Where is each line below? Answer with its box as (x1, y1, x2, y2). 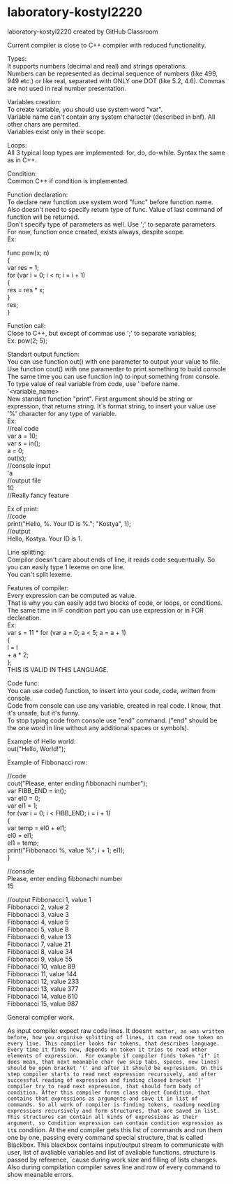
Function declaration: (7, 190, 68, 199)
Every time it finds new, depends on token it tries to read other (7, 1046, 208, 1053)
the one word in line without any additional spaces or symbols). (7, 723, 189, 732)
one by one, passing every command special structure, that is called (7, 1133, 204, 1141)
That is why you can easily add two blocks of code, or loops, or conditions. (7, 599, 223, 607)
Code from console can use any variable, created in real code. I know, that (7, 701, 221, 710)
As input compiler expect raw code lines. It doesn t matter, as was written (7, 1026, 225, 1035)
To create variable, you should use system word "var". (7, 105, 163, 113)
